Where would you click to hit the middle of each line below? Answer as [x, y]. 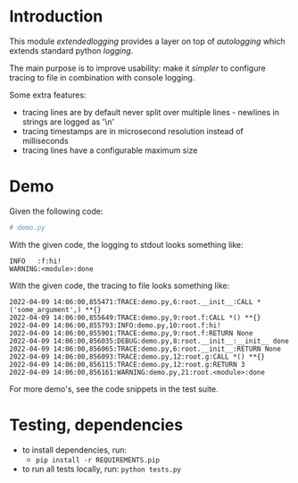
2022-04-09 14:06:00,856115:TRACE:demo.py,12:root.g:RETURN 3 [127, 364]
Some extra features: [48, 95]
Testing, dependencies [96, 424]
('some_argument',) [46, 309]
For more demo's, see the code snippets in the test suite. [114, 389]
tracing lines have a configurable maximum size [110, 150]
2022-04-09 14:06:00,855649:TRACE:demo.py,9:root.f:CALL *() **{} [135, 318]
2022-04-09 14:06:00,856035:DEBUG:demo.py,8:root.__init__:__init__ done [149, 341]
